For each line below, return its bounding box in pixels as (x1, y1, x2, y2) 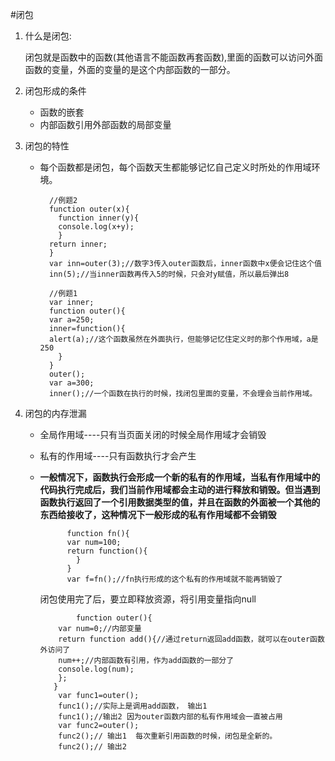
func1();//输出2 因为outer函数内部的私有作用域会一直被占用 (58, 712, 283, 722)
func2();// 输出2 (58, 742, 127, 752)
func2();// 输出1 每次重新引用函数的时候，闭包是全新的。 (58, 731, 278, 741)
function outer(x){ (48, 204, 130, 214)
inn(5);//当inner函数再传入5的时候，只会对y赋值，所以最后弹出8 (48, 269, 290, 279)
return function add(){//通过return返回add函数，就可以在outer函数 (58, 634, 325, 644)
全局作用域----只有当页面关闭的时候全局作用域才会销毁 (39, 429, 267, 440)
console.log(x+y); (58, 222, 135, 232)
